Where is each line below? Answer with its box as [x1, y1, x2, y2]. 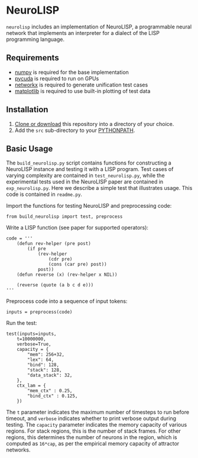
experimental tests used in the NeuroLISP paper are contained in [6, 178, 164, 185]
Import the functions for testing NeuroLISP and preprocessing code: [6, 202, 172, 209]
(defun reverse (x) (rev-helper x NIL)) [17, 272, 118, 278]
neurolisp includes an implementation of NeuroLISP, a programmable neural [6, 23, 192, 30]
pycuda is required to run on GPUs [14, 75, 99, 82]
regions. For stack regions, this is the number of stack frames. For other [6, 427, 181, 435]
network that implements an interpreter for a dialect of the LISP [6, 29, 160, 36]
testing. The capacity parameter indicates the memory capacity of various [6, 421, 187, 428]
